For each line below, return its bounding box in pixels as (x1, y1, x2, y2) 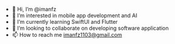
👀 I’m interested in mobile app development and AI (11, 12, 138, 19)
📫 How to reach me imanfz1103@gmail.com (11, 32, 122, 38)
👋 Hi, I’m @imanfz (11, 6, 57, 12)
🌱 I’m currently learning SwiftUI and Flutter (11, 18, 118, 25)
